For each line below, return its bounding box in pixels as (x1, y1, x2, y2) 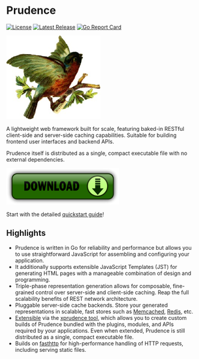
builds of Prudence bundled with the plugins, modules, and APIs (14, 321, 174, 328)
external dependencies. (6, 155, 65, 163)
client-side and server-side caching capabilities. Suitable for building (6, 131, 177, 139)
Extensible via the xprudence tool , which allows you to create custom (14, 314, 187, 321)
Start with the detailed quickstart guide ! (6, 211, 104, 218)
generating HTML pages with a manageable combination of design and (14, 270, 191, 277)
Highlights (6, 228, 46, 238)
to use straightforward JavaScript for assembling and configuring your (14, 250, 189, 258)
